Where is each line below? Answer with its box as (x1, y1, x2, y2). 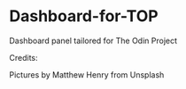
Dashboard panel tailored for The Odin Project (9, 35, 178, 46)
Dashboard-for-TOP (9, 6, 159, 26)
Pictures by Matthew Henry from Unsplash (9, 69, 165, 80)
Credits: (9, 52, 38, 63)
